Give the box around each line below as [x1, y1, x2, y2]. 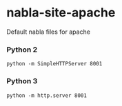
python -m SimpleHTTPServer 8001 [6, 61, 103, 67]
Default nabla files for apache [6, 28, 91, 36]
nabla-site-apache [6, 5, 116, 21]
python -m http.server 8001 [6, 92, 88, 99]
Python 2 [6, 45, 38, 54]
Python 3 [6, 76, 38, 86]
